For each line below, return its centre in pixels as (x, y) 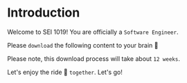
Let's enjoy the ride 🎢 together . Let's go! (65, 72)
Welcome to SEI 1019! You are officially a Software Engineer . (93, 32)
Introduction (44, 13)
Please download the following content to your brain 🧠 (83, 45)
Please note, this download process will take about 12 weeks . (93, 58)
